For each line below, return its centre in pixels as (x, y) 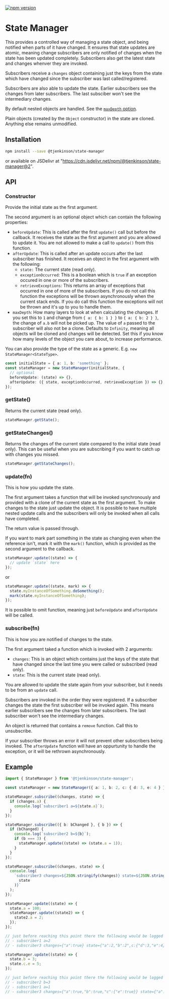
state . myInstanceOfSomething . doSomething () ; (57, 591)
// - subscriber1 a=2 (28, 941)
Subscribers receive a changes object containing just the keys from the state (84, 73)
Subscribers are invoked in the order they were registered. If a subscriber (81, 700)
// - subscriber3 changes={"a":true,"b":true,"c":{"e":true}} (72, 991)
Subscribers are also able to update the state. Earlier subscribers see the (81, 88)
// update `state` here (34, 563)
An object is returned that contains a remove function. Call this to (72, 725)
